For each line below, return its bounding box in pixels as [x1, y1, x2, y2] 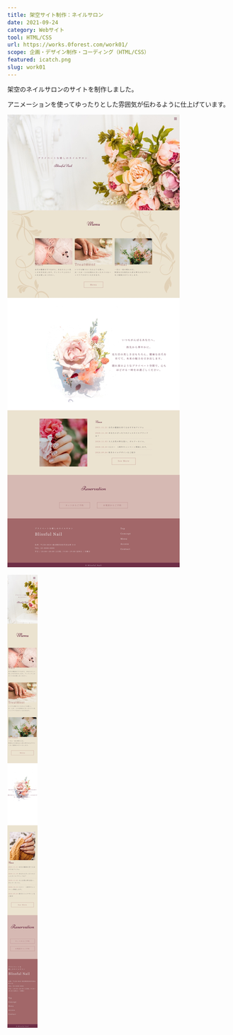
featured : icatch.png [7, 57, 72, 64]
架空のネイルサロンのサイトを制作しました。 [7, 85, 138, 93]
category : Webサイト [7, 26, 65, 33]
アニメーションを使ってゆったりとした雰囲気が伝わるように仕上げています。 [7, 100, 230, 108]
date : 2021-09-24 [7, 18, 59, 26]
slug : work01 [7, 64, 46, 71]
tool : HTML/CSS [7, 34, 52, 41]
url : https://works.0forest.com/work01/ [7, 41, 129, 49]
